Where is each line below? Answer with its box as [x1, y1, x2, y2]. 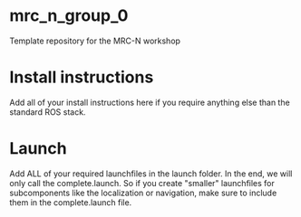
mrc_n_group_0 [9, 5, 129, 26]
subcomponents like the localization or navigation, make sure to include [9, 187, 277, 198]
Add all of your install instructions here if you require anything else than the [9, 97, 290, 108]
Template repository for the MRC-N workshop [9, 35, 181, 46]
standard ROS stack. [9, 106, 86, 118]
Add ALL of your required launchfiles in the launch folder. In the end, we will [9, 168, 293, 179]
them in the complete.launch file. [9, 196, 132, 208]
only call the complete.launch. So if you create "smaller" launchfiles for [9, 177, 275, 188]
